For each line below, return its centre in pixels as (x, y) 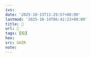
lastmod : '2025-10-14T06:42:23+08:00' (46, 19)
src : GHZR (16, 43)
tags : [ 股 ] (17, 33)
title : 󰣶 (14, 24)
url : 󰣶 (12, 29)
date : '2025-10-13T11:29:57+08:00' (43, 15)
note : (11, 47)
